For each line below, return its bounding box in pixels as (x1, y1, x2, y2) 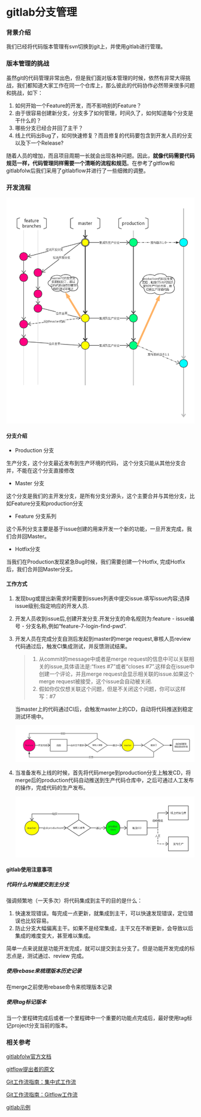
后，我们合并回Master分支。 (6, 565, 76, 573)
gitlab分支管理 (6, 5, 78, 19)
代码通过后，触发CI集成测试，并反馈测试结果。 (14, 643, 130, 650)
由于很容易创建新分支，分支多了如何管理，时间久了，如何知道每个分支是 (14, 109, 193, 117)
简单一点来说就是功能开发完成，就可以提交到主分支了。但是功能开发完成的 (6, 945, 190, 952)
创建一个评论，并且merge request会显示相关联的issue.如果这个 (38, 671, 194, 678)
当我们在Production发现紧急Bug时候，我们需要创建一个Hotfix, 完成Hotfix (6, 558, 185, 565)
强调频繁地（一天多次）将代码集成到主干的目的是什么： (6, 897, 142, 904)
